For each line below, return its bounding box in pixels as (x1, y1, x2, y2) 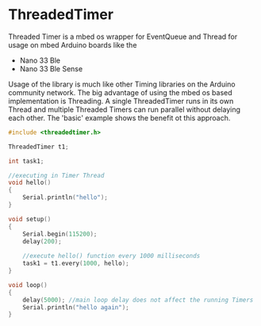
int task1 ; (8, 157, 44, 165)
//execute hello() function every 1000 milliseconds (22, 252, 201, 260)
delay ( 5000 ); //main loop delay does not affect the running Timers (22, 296, 254, 304)
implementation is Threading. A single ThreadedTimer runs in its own (8, 96, 234, 105)
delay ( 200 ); (22, 237, 62, 245)
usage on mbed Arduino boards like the (8, 40, 137, 49)
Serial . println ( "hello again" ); (22, 303, 129, 311)
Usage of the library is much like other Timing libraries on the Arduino (8, 79, 236, 89)
